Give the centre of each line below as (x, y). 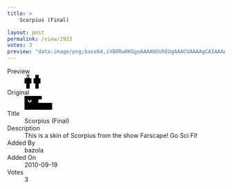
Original (18, 92)
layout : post (26, 32)
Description (23, 128)
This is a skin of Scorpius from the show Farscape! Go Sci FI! (111, 136)
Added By (21, 143)
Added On (22, 157)
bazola (34, 150)
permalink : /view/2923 (40, 39)
